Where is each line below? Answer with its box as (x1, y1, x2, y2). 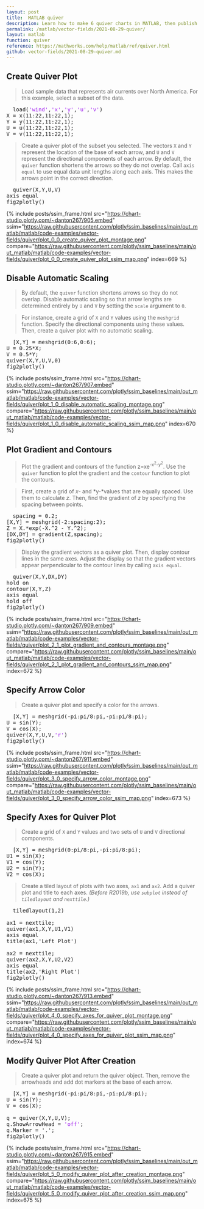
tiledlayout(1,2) (12, 907, 65, 914)
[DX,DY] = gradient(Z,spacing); (6, 531, 103, 538)
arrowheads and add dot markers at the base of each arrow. (21, 1078, 172, 1086)
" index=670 (164, 420, 196, 428)
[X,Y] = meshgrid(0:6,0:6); (12, 339, 97, 346)
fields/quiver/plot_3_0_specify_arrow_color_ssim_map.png (6, 794, 152, 801)
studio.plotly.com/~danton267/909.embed (6, 622, 113, 629)
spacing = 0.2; (12, 512, 58, 520)
